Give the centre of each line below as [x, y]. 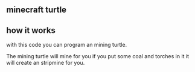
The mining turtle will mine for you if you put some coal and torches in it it [97, 56]
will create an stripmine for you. [46, 63]
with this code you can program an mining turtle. [67, 45]
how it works [31, 30]
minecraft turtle [37, 10]
